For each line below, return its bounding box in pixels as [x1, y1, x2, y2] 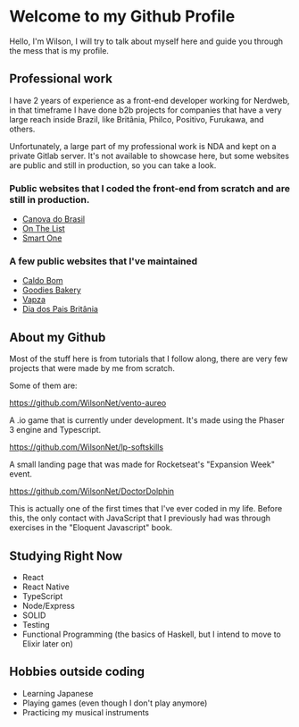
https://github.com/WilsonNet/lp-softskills [9, 442, 163, 452]
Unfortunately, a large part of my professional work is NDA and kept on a [9, 140, 277, 151]
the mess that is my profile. [9, 45, 110, 55]
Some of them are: [9, 380, 78, 391]
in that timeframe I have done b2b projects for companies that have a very [9, 105, 283, 115]
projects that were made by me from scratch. [9, 363, 176, 374]
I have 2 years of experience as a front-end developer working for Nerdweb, [9, 95, 290, 106]
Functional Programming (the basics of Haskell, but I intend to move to [21, 629, 281, 639]
